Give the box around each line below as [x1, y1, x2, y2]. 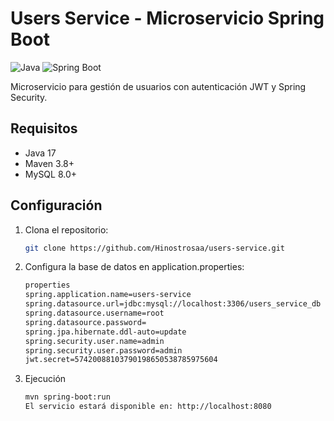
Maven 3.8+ [24, 157, 75, 169]
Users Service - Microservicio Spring [10, 7, 325, 30]
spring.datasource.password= [24, 317, 147, 327]
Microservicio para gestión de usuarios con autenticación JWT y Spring [10, 80, 307, 92]
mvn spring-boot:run [24, 392, 111, 402]
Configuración [10, 197, 103, 214]
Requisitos [10, 120, 78, 137]
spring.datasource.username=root [24, 308, 165, 319]
